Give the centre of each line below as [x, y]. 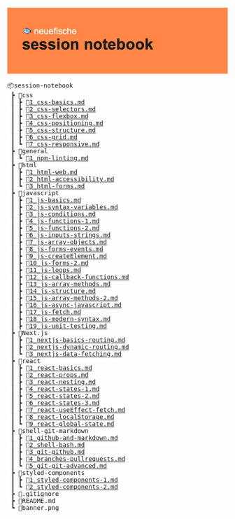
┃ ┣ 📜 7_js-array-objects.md [59, 242]
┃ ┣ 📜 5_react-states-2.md [55, 396]
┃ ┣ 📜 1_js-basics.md [46, 200]
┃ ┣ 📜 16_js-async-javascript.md [66, 305]
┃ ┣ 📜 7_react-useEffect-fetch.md [68, 410]
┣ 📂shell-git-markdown [50, 431]
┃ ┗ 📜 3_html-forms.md [48, 186]
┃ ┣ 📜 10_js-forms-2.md [50, 263]
